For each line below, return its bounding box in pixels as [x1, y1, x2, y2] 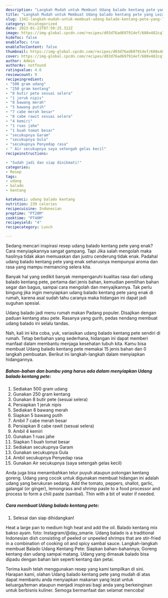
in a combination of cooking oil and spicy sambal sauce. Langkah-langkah [5, 540, 158, 546]
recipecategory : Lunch [5, 225, 53, 230]
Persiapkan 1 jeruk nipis [12, 401, 62, 407]
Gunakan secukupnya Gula [12, 449, 69, 455]
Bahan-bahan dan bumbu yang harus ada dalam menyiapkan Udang [5, 368, 153, 374]
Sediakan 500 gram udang [12, 386, 68, 392]
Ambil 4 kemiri [12, 428, 43, 434]
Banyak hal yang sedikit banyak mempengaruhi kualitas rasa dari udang [5, 274, 154, 279]
